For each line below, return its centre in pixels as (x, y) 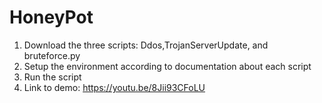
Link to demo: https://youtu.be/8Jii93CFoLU (114, 87)
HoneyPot (51, 17)
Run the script (52, 77)
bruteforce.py (52, 55)
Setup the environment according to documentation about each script (167, 66)
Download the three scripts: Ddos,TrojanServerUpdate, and (146, 45)
